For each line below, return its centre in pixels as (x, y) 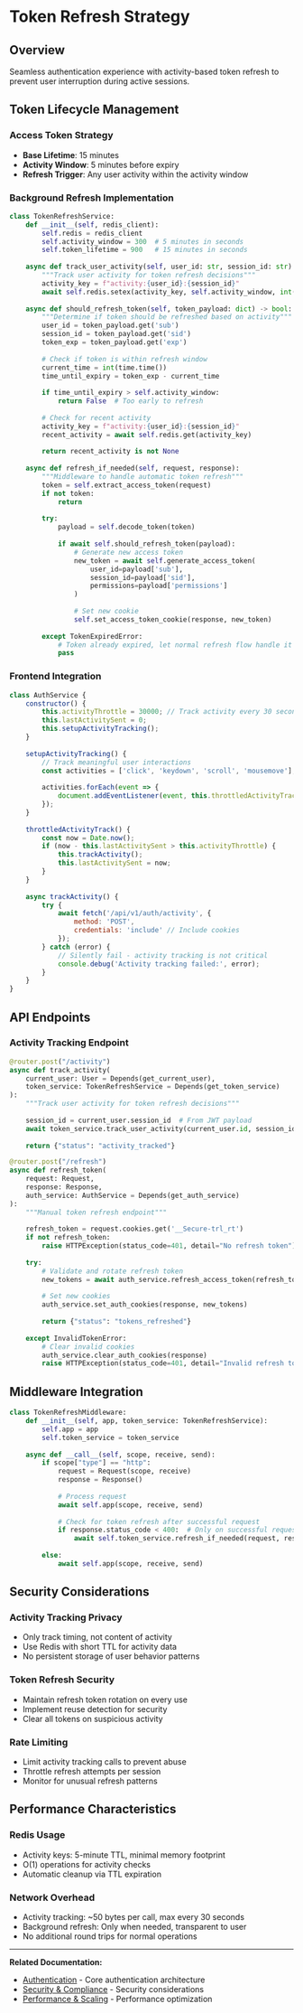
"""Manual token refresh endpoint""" (96, 1212)
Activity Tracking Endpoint (69, 1043)
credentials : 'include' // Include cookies (157, 931)
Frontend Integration (55, 677)
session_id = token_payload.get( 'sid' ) (117, 334)
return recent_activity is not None (110, 452)
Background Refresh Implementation (92, 198)
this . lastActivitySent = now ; (114, 863)
